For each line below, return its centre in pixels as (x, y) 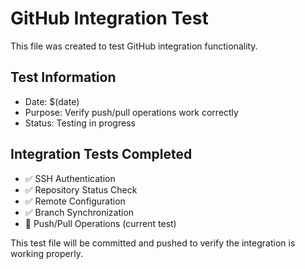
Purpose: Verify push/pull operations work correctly (131, 112)
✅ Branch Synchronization (79, 212)
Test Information (63, 77)
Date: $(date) (52, 101)
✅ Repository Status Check (81, 189)
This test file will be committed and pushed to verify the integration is (153, 243)
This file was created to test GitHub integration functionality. (134, 46)
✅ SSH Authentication (70, 178)
